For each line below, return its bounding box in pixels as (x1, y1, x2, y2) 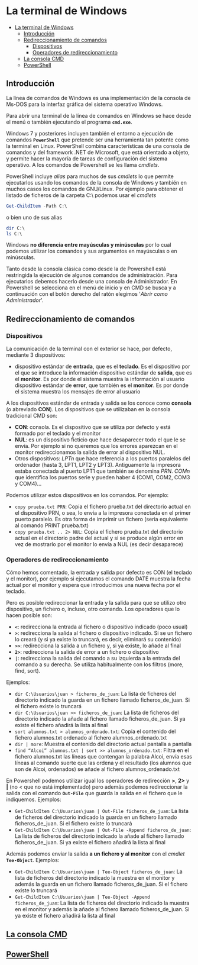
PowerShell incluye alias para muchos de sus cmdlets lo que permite (6, 173, 174, 180)
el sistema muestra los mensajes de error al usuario (14, 388, 141, 395)
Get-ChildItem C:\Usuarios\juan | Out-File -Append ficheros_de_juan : (14, 827, 191, 834)
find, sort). (14, 667, 41, 674)
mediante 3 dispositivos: (6, 351, 66, 359)
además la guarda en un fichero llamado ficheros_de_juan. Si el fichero (14, 880, 188, 888)
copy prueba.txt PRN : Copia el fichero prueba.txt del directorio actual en (14, 503, 191, 510)
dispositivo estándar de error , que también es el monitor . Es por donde (14, 382, 189, 389)
